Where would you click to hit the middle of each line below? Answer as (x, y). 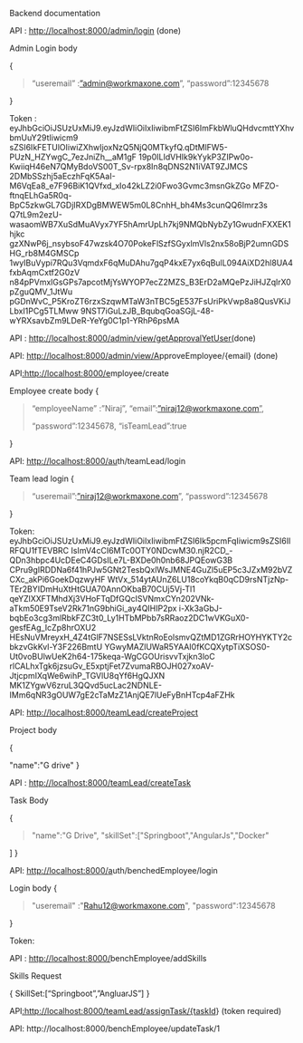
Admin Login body (44, 48)
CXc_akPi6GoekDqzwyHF (57, 579)
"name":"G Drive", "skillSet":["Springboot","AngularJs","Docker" (150, 835)
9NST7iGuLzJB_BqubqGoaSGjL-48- (147, 311)
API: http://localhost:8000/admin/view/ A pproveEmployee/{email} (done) (144, 356)
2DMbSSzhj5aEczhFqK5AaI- (62, 176)
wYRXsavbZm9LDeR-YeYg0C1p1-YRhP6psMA (95, 320)
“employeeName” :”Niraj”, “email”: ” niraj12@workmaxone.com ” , (148, 408)
